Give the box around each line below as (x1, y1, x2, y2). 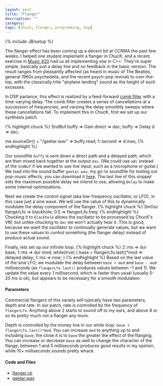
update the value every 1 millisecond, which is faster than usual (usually (5, 270, 149, 276)
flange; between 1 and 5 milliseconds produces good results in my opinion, (5, 343, 155, 349)
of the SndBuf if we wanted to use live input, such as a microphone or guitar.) (5, 164, 159, 169)
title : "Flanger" (5, 12, 40, 17)
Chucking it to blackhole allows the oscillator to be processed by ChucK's (5, 214, 153, 220)
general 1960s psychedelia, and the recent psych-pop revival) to (5, 74, 135, 80)
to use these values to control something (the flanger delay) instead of (5, 230, 146, 236)
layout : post (5, 7, 32, 12)
